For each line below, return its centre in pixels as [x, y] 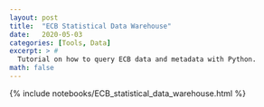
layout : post [34, 18]
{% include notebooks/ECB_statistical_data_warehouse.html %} [128, 93]
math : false [32, 68]
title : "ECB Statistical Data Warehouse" [90, 26]
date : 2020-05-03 [46, 34]
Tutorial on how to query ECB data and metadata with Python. [137, 59]
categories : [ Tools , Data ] [60, 43]
